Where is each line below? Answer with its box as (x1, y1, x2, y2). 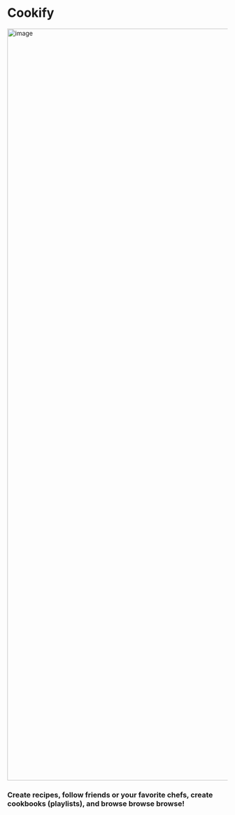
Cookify (7, 5, 55, 21)
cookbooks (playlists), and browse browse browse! (7, 798, 185, 808)
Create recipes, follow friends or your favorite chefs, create (7, 790, 213, 800)
